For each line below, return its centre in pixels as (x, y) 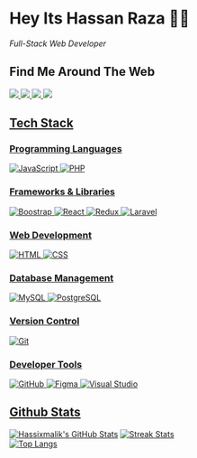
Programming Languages (66, 149)
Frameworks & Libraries (62, 192)
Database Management (62, 277)
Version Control (45, 322)
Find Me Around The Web (82, 72)
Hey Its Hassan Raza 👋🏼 (100, 19)
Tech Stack (41, 123)
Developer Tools (46, 364)
